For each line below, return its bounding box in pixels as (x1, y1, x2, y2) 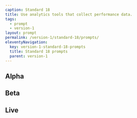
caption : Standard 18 (5, 7, 50, 12)
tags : (5, 16, 16, 21)
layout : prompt (5, 30, 37, 35)
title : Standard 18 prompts (9, 49, 68, 54)
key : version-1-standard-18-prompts (9, 44, 86, 49)
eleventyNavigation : (5, 40, 48, 45)
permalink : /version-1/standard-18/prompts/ (5, 35, 99, 40)
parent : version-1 (9, 53, 48, 59)
